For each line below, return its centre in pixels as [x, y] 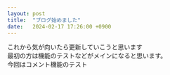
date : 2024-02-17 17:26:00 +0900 [59, 26]
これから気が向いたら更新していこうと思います [75, 47]
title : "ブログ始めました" [44, 20]
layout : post [26, 14]
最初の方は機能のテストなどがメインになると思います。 [87, 56]
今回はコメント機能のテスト [47, 65]
